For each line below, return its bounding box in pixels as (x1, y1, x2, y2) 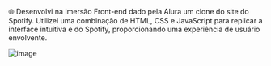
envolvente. (8, 33, 48, 43)
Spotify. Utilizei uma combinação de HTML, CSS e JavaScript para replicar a (8, 16, 263, 25)
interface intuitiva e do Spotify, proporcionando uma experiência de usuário (8, 24, 260, 34)
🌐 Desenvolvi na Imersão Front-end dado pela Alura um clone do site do (8, 7, 249, 16)
